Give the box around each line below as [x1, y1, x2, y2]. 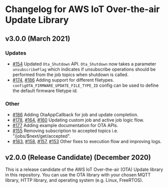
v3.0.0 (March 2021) [5, 34, 70, 43]
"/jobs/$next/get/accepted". [12, 133, 71, 139]
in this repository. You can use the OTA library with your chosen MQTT [5, 171, 151, 177]
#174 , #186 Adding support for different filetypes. [12, 77, 114, 83]
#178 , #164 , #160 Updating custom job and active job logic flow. [12, 117, 144, 123]
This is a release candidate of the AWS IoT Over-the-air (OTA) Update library [5, 166, 163, 172]
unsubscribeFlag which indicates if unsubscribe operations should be [12, 66, 156, 72]
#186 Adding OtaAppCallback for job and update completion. [12, 112, 139, 118]
